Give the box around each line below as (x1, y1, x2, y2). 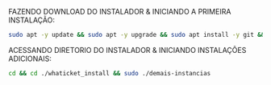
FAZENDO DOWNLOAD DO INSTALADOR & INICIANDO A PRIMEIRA (8, 7, 231, 16)
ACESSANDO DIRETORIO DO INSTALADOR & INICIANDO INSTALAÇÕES (8, 45, 247, 55)
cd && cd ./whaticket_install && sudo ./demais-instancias (8, 69, 211, 77)
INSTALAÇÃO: (8, 15, 55, 25)
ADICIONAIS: (8, 54, 52, 63)
